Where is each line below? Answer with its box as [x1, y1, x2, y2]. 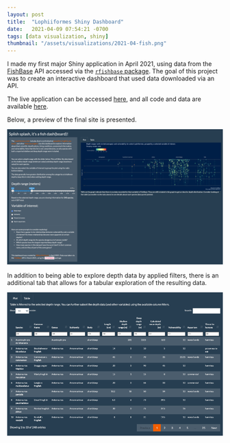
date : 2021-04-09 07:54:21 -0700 [7, 25, 109, 32]
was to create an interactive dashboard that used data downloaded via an [7, 74, 215, 82]
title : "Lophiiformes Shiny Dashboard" [7, 18, 125, 25]
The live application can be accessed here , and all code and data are [7, 95, 202, 103]
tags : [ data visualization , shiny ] [7, 33, 109, 40]
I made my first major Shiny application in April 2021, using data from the [7, 60, 212, 68]
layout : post [7, 11, 44, 18]
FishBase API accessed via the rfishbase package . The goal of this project [7, 67, 218, 76]
